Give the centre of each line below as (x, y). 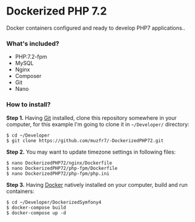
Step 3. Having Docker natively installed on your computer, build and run (97, 184)
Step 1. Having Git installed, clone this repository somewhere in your (91, 118)
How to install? (28, 105)
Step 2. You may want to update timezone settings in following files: (91, 152)
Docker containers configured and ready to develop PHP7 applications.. (96, 28)
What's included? (33, 44)
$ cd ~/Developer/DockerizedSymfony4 (54, 202)
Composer (28, 76)
